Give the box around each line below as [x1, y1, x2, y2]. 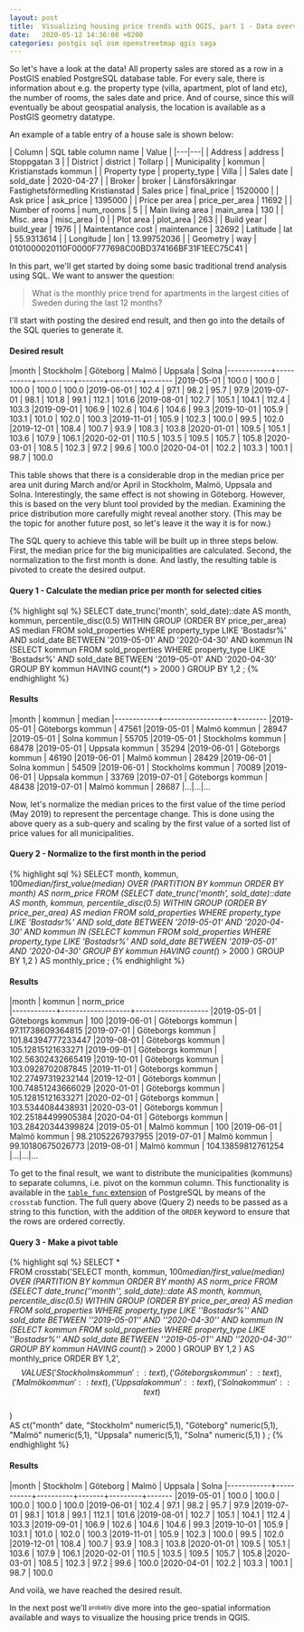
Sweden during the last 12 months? [31, 297, 163, 308]
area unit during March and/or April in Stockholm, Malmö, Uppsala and [9, 480, 273, 491]
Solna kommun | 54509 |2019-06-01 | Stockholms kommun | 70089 [9, 762, 261, 772]
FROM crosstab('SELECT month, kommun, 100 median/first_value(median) [9, 1267, 285, 1277]
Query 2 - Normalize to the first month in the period [9, 849, 206, 860]
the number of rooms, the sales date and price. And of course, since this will [9, 92, 294, 103]
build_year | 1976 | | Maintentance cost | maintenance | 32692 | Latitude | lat [9, 224, 293, 235]
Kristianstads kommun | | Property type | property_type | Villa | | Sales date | [9, 166, 294, 177]
